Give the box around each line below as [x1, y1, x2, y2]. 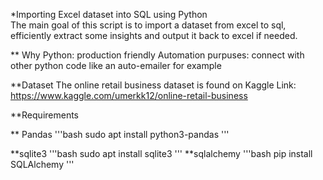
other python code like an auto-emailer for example [10, 60, 222, 71]
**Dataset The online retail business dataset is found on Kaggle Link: [10, 79, 297, 91]
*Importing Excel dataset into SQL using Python [10, 9, 208, 20]
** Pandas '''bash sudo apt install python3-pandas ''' [10, 129, 230, 140]
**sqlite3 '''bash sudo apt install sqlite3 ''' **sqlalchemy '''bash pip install [10, 148, 313, 159]
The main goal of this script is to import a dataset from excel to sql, [10, 19, 287, 31]
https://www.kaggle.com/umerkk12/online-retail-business [10, 90, 248, 101]
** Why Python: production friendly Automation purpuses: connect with [10, 49, 305, 61]
